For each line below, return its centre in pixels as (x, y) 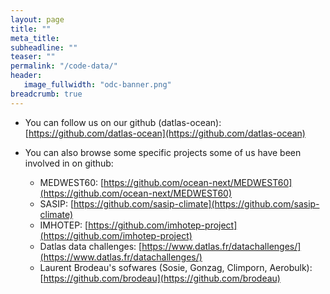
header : (26, 76)
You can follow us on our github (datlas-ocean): (123, 122)
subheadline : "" (44, 47)
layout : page (37, 19)
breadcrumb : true (46, 94)
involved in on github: (69, 163)
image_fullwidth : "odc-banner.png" (97, 85)
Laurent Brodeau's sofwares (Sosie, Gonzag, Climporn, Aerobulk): (176, 267)
